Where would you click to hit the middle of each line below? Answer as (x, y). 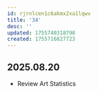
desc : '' (20, 26)
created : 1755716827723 (41, 39)
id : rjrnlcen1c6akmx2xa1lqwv (49, 13)
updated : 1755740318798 (41, 33)
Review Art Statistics (46, 83)
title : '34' (24, 20)
